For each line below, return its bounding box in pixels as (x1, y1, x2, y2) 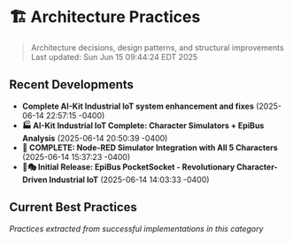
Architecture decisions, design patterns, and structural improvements (30, 42, 285, 53)
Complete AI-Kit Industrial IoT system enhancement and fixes (21, 101, 254, 111)
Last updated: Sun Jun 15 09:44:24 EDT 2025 (30, 51, 198, 62)
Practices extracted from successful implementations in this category (9, 223, 264, 234)
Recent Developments (9, 77, 135, 93)
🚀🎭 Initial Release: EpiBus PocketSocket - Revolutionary (21, 161, 235, 172)
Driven (21, 174, 48, 185)
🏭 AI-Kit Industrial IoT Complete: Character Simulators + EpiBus (21, 120, 265, 131)
